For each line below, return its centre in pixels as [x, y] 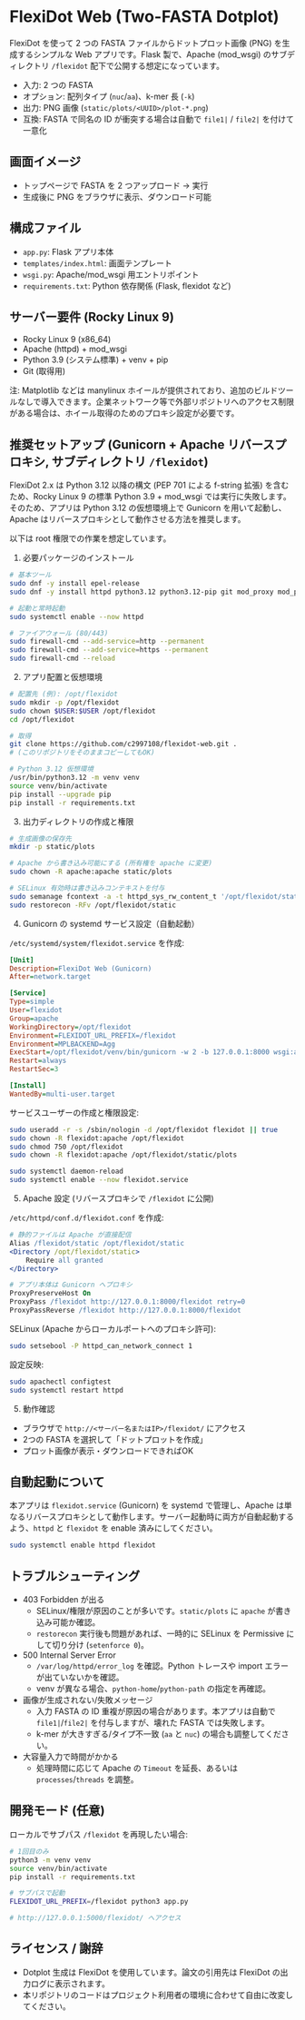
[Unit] [22, 960]
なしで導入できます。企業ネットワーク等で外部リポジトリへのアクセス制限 [156, 402]
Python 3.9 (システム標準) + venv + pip [95, 360]
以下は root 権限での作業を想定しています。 [90, 538]
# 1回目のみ [30, 1851]
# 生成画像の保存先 [41, 838]
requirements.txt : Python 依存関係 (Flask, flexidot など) [127, 286]
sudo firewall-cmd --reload [63, 659]
